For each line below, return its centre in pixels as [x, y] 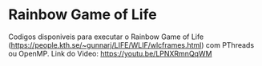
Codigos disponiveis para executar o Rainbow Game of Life [106, 37]
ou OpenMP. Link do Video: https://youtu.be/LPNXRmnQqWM [110, 53]
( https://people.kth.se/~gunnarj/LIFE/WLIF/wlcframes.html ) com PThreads [131, 45]
